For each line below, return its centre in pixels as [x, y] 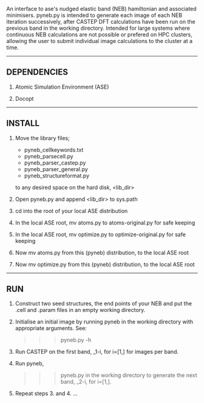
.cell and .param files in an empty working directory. [80, 310]
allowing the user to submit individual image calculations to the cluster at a [100, 41]
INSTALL [23, 124]
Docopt [24, 98]
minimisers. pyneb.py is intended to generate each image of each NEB [94, 15]
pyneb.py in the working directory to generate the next [129, 375]
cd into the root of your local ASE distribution [71, 211]
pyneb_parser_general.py [56, 169]
